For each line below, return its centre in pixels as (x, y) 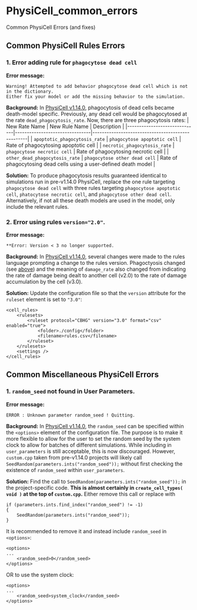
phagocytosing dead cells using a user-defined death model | (81, 164)
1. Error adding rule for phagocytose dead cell (71, 63)
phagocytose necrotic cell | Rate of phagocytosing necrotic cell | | (88, 151)
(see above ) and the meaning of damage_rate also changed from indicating (96, 269)
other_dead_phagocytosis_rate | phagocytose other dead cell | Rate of (92, 158)
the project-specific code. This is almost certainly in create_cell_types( (95, 487)
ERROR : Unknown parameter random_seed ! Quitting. (71, 415)
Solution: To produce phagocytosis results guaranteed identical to (86, 175)
